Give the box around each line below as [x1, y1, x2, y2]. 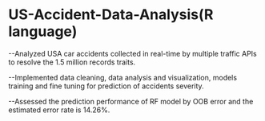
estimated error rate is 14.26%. [8, 105, 110, 115]
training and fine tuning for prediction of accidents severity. [8, 81, 204, 91]
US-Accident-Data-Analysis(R [8, 6, 214, 24]
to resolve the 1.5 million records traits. [8, 57, 136, 67]
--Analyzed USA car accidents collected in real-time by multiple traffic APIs [8, 49, 258, 58]
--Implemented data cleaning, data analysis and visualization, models [8, 72, 238, 82]
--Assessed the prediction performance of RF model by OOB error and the [8, 96, 254, 106]
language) [8, 22, 78, 41]
